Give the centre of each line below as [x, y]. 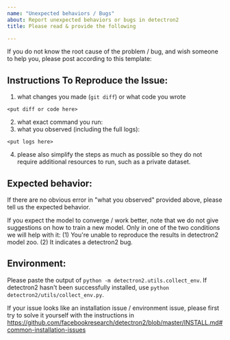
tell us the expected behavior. [49, 207]
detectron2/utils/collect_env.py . [55, 294]
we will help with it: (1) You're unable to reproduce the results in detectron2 [113, 235]
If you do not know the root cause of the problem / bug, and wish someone [113, 51]
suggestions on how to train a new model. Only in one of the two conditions [114, 227]
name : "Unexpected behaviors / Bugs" [61, 13]
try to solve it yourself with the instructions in [71, 315]
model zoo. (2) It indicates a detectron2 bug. [70, 242]
